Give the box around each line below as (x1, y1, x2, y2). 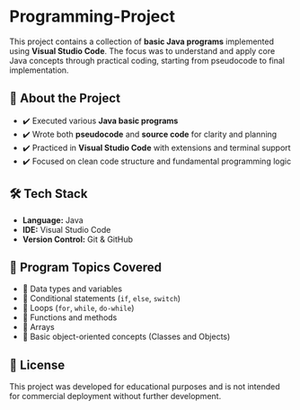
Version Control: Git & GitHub (22, 234, 133, 245)
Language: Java (22, 214, 84, 226)
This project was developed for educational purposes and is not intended (9, 381, 280, 392)
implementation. (9, 65, 69, 76)
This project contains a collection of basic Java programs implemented (9, 36, 275, 47)
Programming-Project (9, 6, 175, 27)
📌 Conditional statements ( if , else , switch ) (22, 293, 181, 304)
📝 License (9, 357, 66, 372)
